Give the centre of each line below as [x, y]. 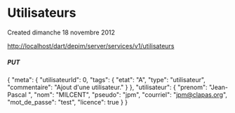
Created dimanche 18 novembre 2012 [61, 32]
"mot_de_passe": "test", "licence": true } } [68, 102]
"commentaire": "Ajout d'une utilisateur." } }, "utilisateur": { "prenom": [108, 87]
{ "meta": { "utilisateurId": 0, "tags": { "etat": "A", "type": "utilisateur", [106, 79]
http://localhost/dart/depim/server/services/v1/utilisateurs [91, 46]
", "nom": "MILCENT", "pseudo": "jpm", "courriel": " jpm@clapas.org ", [128, 94]
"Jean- [219, 87]
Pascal [17, 94]
